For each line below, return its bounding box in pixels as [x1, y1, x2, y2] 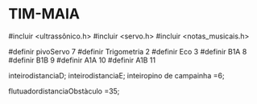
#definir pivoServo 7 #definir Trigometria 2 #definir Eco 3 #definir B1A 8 [8, 46, 247, 56]
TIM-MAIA [8, 5, 81, 23]
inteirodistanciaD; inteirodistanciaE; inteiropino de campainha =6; [8, 70, 225, 80]
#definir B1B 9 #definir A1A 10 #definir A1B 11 [8, 55, 156, 65]
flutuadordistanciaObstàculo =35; [8, 86, 120, 96]
